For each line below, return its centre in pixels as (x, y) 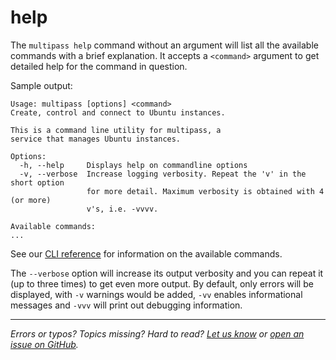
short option (37, 182)
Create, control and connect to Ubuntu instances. (118, 112)
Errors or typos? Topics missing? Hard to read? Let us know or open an (157, 333)
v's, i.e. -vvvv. (122, 209)
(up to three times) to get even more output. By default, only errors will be (162, 283)
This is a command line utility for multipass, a (116, 130)
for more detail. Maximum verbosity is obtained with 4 (205, 191)
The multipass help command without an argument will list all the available (164, 45)
